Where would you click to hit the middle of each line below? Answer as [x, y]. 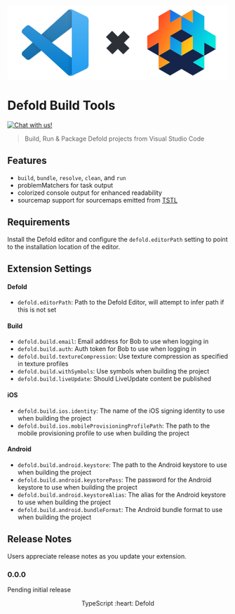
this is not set [37, 310]
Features [27, 161]
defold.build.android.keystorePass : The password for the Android [114, 480]
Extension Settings [49, 268]
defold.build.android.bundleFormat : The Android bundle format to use [120, 509]
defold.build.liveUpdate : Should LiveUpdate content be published [114, 379]
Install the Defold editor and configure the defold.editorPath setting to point [117, 239]
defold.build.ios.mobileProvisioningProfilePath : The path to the [114, 426]
